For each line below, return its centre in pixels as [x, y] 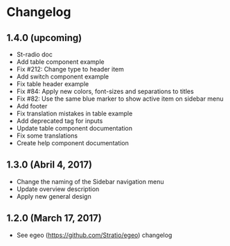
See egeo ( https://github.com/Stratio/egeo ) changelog [94, 235]
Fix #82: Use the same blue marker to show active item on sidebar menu [120, 99]
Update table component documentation [74, 128]
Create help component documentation [73, 143]
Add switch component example [63, 76]
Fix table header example [53, 84]
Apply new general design [54, 196]
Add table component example [60, 62]
